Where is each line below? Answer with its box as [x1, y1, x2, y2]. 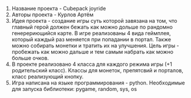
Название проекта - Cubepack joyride [11, 5, 106, 12]
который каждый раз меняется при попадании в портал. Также [11, 36, 172, 43]
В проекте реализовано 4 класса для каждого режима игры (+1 [11, 61, 172, 68]
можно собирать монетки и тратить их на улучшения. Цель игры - [11, 42, 179, 49]
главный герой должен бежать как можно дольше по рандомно [11, 23, 173, 30]
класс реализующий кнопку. [11, 73, 84, 80]
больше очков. [11, 55, 49, 61]
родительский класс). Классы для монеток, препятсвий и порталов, [11, 67, 183, 73]
